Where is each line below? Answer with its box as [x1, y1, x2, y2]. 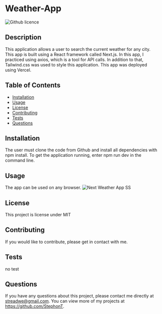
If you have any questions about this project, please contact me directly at [5, 293, 154, 299]
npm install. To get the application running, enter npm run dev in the [5, 152, 142, 158]
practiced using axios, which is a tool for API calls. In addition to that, [5, 57, 144, 63]
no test [5, 266, 20, 272]
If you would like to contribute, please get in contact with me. [5, 239, 128, 245]
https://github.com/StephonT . [5, 303, 64, 309]
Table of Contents [5, 81, 61, 89]
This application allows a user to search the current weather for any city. [5, 46, 151, 52]
